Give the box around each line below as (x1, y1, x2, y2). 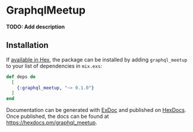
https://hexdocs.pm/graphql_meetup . (6, 119, 97, 126)
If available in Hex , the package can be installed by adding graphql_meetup (6, 56, 188, 63)
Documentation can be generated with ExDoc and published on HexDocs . (6, 107, 186, 114)
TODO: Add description (6, 23, 65, 30)
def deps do (6, 73, 36, 80)
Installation (6, 40, 49, 50)
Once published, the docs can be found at (6, 113, 109, 120)
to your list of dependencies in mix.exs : (6, 62, 102, 69)
